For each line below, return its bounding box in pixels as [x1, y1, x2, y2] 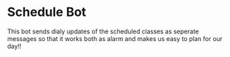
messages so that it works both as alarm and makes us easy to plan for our [7, 34, 223, 42]
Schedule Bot [7, 4, 86, 20]
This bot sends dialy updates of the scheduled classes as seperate [7, 27, 199, 35]
